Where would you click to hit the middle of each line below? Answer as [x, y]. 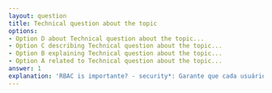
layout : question [38, 16]
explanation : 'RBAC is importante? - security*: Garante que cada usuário [137, 76]
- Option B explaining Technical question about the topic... [115, 53]
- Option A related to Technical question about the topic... [115, 61]
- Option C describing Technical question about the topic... [115, 46]
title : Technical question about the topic [83, 23]
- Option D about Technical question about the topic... [106, 38]
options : [23, 31]
